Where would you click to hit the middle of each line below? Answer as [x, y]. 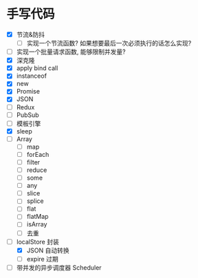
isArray [37, 224]
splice [35, 201]
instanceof [32, 76]
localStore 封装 [37, 242]
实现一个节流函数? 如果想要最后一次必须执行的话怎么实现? [109, 43]
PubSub [27, 115]
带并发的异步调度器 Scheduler [59, 267]
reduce [37, 170]
